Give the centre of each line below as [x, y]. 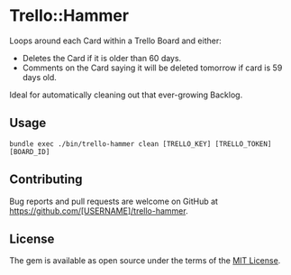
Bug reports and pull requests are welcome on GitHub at [114, 201]
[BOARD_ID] [30, 151]
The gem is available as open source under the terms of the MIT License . [145, 261]
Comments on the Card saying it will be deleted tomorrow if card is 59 [152, 68]
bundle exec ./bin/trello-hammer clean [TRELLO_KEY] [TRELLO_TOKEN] [141, 144]
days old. [39, 77]
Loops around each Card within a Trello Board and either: [116, 41]
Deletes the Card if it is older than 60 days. [102, 58]
